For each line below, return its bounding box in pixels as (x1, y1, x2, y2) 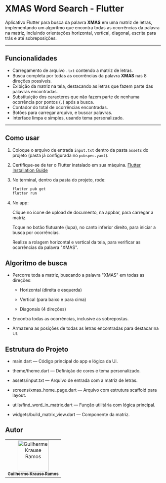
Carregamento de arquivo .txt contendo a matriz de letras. (12, 67, 133, 73)
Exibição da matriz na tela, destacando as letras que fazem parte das (12, 83, 153, 89)
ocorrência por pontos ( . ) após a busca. (12, 99, 94, 105)
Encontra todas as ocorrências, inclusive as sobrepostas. (12, 316, 129, 322)
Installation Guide (12, 167, 48, 173)
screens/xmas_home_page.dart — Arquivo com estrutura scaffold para (12, 387, 157, 393)
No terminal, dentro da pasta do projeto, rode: (12, 177, 106, 182)
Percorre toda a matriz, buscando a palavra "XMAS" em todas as (12, 272, 145, 278)
